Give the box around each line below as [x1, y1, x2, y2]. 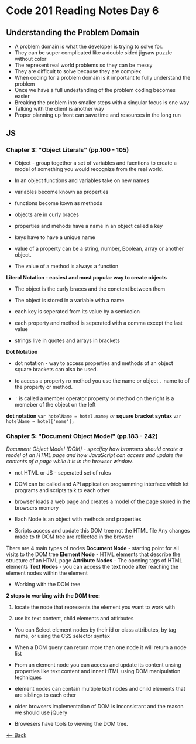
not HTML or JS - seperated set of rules [14, 469, 111, 476]
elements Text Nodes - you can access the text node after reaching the [6, 563, 179, 570]
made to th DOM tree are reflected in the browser [14, 533, 134, 540]
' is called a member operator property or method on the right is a [14, 394, 174, 402]
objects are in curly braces [14, 211, 79, 218]
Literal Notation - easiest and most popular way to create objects [6, 274, 167, 281]
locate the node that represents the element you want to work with [14, 603, 176, 610]
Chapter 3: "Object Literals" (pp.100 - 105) [6, 146, 129, 154]
